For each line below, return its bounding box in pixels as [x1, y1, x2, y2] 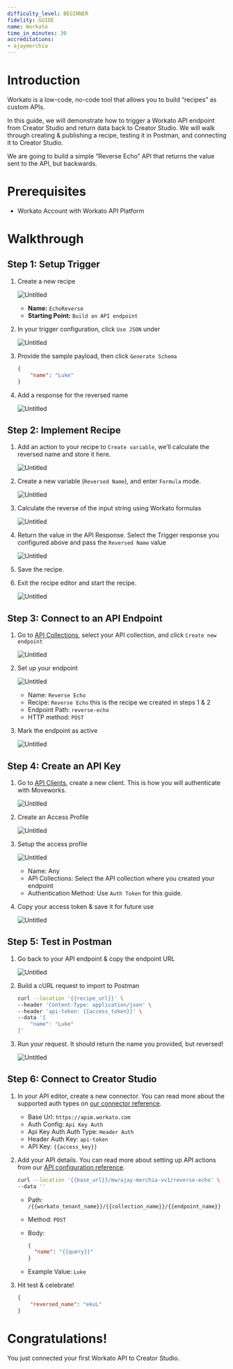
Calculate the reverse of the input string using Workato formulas [17, 504, 202, 512]
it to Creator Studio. [7, 138, 64, 147]
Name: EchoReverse [27, 304, 83, 312]
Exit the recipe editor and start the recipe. [17, 578, 137, 588]
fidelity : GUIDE [7, 17, 54, 24]
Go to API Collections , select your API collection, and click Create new [17, 631, 217, 640]
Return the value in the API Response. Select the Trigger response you [17, 531, 220, 540]
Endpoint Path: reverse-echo [27, 706, 109, 714]
